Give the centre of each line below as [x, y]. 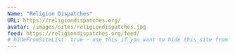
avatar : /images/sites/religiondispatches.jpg [77, 27]
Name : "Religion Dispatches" [50, 14]
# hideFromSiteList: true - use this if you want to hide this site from [118, 40]
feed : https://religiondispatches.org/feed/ [74, 33]
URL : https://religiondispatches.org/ [64, 20]
